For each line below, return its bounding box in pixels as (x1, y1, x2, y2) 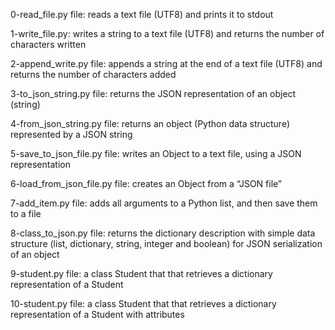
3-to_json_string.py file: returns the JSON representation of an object (10, 88, 297, 99)
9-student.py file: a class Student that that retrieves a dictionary (10, 268, 273, 279)
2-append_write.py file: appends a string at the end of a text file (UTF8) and (10, 58, 323, 69)
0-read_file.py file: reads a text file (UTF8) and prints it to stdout (10, 9, 274, 20)
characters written (10, 39, 87, 50)
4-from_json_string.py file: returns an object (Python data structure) (10, 118, 291, 129)
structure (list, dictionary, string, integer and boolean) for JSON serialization (10, 238, 323, 249)
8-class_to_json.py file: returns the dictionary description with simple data (10, 227, 316, 239)
